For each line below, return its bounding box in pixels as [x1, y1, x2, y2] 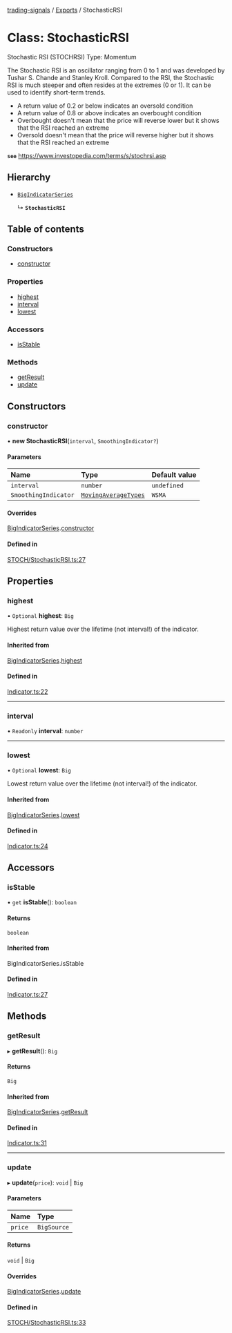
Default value [151, 470, 197, 480]
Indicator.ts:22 [7, 687, 48, 696]
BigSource [37, 1223, 70, 1231]
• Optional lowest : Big [7, 766, 71, 775]
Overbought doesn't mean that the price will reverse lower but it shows [17, 116, 220, 124]
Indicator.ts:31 [7, 1139, 47, 1147]
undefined [151, 482, 184, 489]
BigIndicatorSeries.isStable [7, 959, 84, 967]
